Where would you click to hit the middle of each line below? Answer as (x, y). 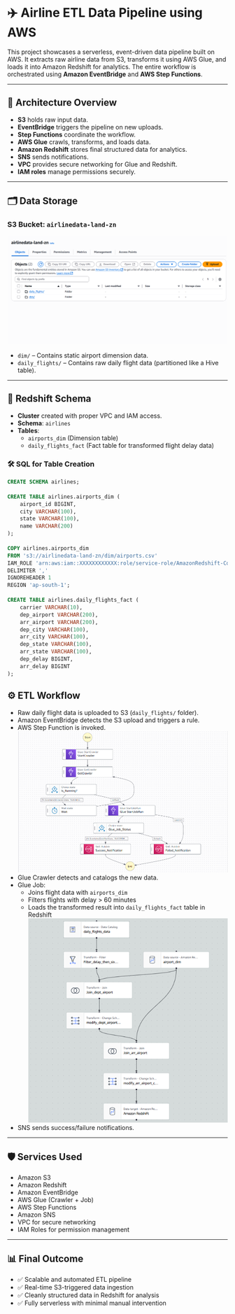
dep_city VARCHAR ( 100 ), (55, 630)
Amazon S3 (34, 1177)
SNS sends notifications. (53, 157)
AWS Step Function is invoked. (62, 727)
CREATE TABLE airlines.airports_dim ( (64, 497)
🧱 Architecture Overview (62, 103)
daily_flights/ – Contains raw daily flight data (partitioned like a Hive (118, 363)
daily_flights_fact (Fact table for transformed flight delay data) (121, 445)
